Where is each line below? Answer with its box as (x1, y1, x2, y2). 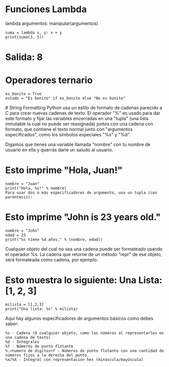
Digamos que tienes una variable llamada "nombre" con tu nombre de (5, 141, 151, 148)
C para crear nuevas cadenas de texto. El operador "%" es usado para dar (5, 110, 160, 116)
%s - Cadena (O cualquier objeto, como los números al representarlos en (5, 331, 164, 336)
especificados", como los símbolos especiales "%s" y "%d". (5, 132, 131, 138)
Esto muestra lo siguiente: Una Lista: (5, 275, 163, 286)
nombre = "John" (5, 228, 39, 233)
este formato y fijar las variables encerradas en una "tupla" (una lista (5, 116, 149, 122)
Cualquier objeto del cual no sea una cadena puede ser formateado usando (5, 246, 163, 252)
